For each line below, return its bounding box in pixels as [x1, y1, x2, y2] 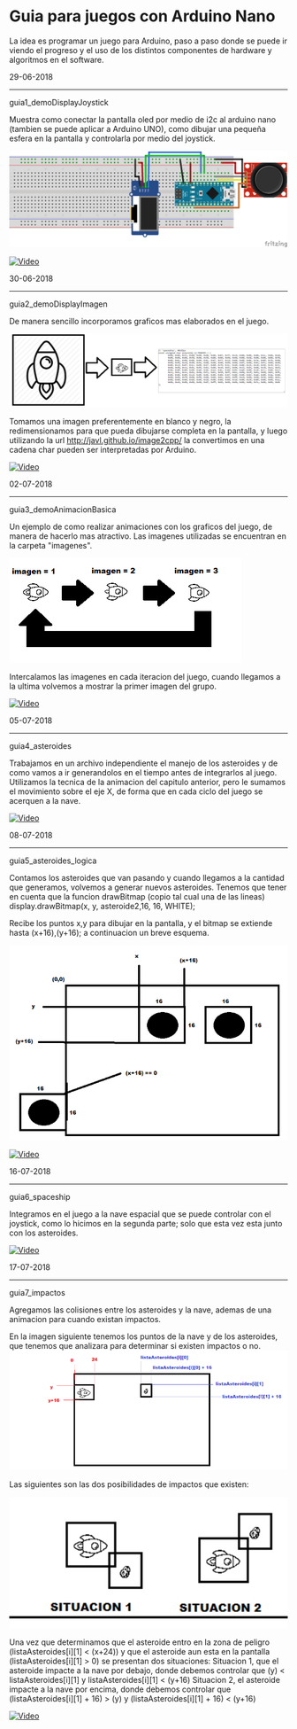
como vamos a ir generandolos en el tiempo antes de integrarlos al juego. [9, 767, 278, 778]
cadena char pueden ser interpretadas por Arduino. [9, 445, 197, 456]
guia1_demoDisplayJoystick [9, 97, 109, 107]
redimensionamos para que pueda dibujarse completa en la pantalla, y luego [9, 425, 288, 436]
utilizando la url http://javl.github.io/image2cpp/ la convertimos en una [9, 435, 265, 446]
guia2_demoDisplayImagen [9, 299, 108, 309]
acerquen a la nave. [9, 796, 81, 806]
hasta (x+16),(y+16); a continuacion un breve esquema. [9, 928, 209, 938]
